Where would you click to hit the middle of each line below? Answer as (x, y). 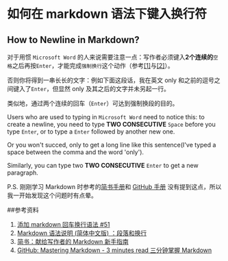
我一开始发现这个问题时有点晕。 (52, 195)
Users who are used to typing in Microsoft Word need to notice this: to (106, 117)
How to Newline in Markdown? (74, 39)
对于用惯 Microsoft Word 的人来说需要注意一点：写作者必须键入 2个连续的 (110, 57)
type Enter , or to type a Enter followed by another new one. (91, 132)
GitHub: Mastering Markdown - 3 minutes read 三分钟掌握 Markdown (114, 250)
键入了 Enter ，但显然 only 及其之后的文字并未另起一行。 (91, 89)
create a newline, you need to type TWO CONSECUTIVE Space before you (111, 124)
